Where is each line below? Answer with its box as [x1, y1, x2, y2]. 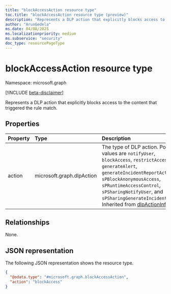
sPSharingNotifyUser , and [101, 188, 163, 195]
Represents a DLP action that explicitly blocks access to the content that [5, 99, 157, 105]
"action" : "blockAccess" [10, 279, 63, 284]
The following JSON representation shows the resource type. [5, 260, 134, 266]
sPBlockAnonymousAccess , [101, 175, 161, 182]
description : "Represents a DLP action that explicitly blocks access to [5, 17, 165, 22]
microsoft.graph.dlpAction [35, 172, 97, 179]
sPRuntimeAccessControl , [101, 182, 161, 189]
